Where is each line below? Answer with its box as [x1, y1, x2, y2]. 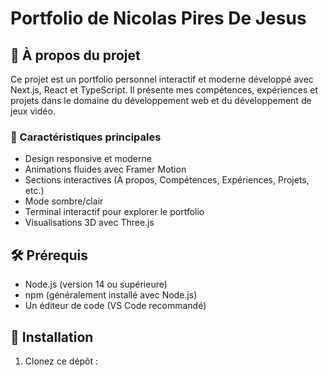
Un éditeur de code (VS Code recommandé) [24, 300, 207, 312]
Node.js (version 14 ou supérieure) [24, 278, 168, 291]
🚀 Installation [10, 328, 94, 346]
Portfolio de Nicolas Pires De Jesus [10, 7, 307, 30]
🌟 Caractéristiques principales [10, 130, 162, 144]
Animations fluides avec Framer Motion [24, 163, 187, 176]
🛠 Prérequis [10, 247, 89, 264]
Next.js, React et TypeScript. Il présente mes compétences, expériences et [10, 84, 318, 96]
